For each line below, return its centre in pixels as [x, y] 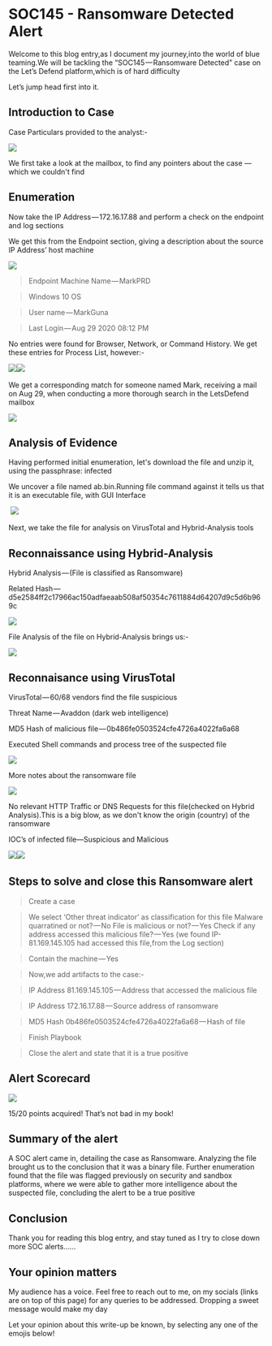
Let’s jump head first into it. [54, 87]
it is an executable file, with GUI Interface [77, 496]
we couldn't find [58, 171]
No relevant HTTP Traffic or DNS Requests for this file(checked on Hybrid [132, 806]
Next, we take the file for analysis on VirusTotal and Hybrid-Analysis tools [131, 528]
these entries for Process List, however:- [76, 352]
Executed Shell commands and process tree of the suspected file [118, 744]
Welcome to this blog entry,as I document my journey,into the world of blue [134, 54]
